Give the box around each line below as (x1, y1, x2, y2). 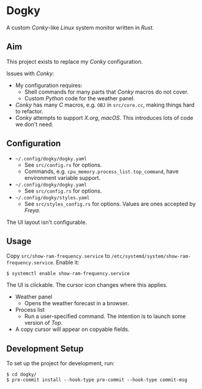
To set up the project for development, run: (6, 360, 115, 367)
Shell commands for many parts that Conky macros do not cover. (24, 88, 189, 95)
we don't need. (15, 120, 54, 128)
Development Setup (6, 343, 84, 354)
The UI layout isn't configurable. (6, 218, 88, 226)
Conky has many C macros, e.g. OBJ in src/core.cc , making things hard (15, 101, 195, 108)
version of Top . (24, 319, 63, 327)
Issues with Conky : (6, 70, 54, 77)
